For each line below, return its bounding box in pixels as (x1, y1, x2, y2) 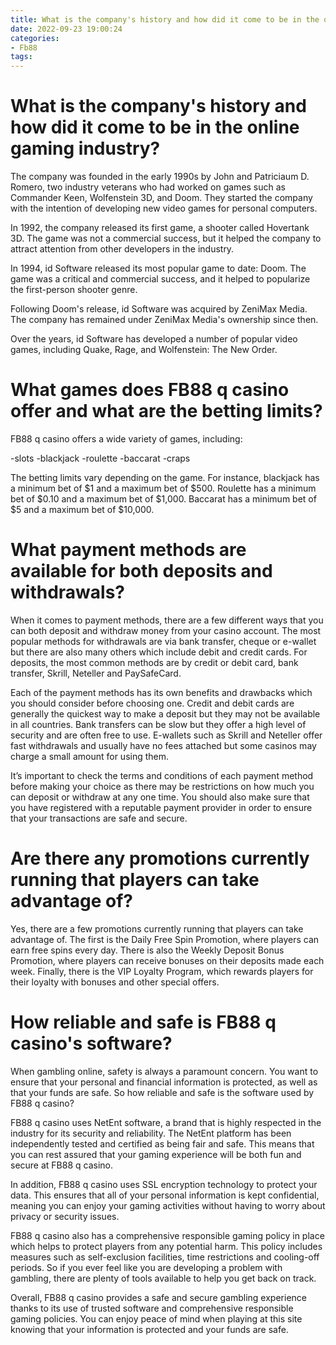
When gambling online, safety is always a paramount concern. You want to (10, 1065, 319, 1077)
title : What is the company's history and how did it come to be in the (10, 14, 320, 25)
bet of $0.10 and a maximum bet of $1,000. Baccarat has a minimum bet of (10, 493, 317, 505)
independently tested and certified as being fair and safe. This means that (10, 1137, 315, 1150)
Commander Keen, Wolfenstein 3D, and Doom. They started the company (10, 192, 313, 204)
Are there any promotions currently (10, 847, 310, 870)
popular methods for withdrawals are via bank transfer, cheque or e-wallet (10, 635, 317, 647)
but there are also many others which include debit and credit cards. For (10, 646, 308, 658)
